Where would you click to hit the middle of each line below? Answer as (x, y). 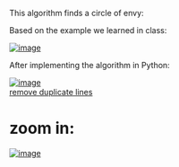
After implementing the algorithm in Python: (89, 65)
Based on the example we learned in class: (88, 30)
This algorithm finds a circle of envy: (77, 13)
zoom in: (42, 128)
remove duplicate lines (51, 92)
